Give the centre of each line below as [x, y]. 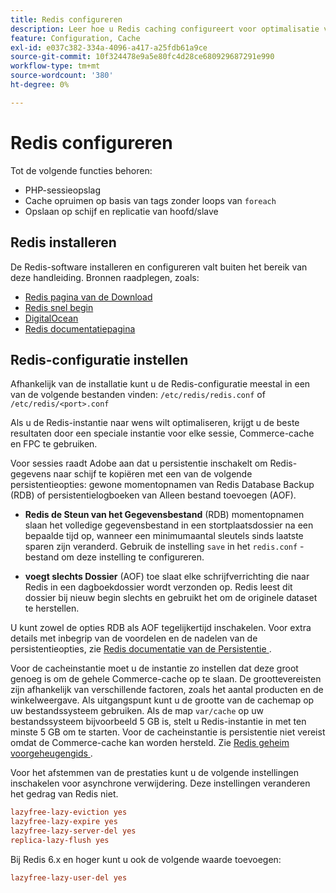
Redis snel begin [59, 307]
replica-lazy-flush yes [60, 840]
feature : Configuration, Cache [75, 38]
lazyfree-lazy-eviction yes [69, 812]
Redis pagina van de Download [88, 297]
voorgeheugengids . [51, 753]
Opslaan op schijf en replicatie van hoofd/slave [121, 211]
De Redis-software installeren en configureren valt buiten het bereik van [159, 267]
